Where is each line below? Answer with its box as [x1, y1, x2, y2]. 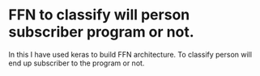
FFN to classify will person [8, 6, 190, 24]
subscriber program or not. [8, 23, 194, 41]
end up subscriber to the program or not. [8, 58, 145, 68]
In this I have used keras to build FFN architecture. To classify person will [8, 49, 253, 59]
